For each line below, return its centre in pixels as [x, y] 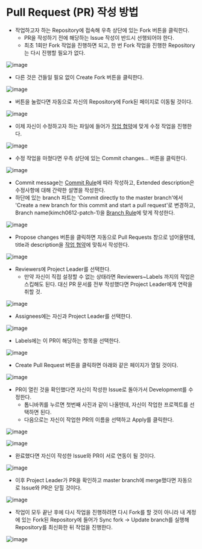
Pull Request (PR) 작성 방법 [72, 12]
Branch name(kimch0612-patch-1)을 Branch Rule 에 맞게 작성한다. [95, 212]
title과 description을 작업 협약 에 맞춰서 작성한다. [72, 244]
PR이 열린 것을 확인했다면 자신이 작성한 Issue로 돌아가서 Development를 [101, 389]
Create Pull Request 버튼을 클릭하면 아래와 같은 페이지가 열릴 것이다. [96, 365]
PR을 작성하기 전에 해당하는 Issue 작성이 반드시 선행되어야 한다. [99, 37]
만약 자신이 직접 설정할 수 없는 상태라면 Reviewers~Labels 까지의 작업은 [109, 276]
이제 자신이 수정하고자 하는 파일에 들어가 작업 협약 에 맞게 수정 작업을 [95, 126]
